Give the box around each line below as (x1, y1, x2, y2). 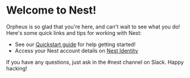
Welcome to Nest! (6, 4, 96, 17)
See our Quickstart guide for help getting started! (14, 41, 136, 48)
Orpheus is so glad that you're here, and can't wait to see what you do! (6, 23, 180, 30)
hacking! (6, 64, 28, 71)
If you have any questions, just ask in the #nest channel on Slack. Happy (6, 58, 184, 66)
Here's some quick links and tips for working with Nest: (6, 29, 142, 36)
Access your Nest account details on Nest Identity (14, 47, 138, 54)
